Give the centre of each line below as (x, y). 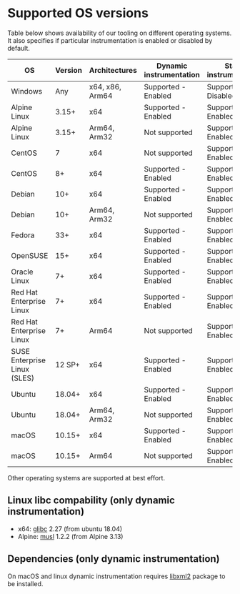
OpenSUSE (30, 255)
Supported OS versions (78, 13)
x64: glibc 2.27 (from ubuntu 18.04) (70, 529)
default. (19, 48)
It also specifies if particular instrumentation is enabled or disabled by (110, 40)
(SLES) (22, 378)
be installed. (25, 583)
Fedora (23, 235)
